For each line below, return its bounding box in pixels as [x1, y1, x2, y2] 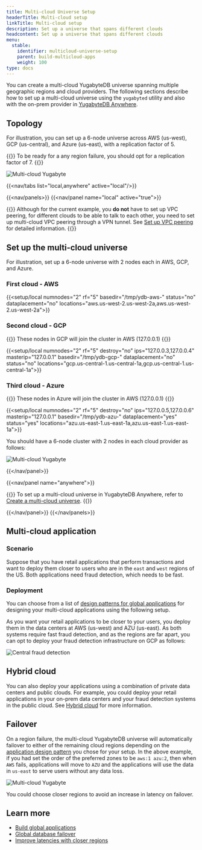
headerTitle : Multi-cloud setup [6, 14, 87, 21]
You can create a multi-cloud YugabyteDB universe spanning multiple [6, 81, 179, 89]
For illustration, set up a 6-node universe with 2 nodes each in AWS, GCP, [6, 258, 189, 266]
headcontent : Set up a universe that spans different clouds [6, 31, 163, 37]
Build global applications [14, 824, 77, 831]
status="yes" [6, 419, 39, 426]
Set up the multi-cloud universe [6, 242, 128, 252]
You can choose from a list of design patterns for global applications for [6, 599, 185, 607]
